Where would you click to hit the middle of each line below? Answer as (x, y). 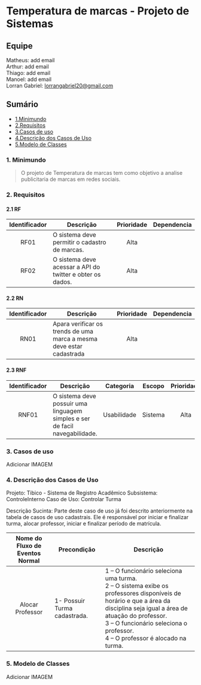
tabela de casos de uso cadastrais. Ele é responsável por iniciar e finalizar (98, 517)
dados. (63, 282)
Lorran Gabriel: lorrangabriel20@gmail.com (60, 86)
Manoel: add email (29, 79)
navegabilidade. (75, 434)
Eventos (29, 553)
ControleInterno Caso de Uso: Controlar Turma (64, 499)
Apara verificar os (78, 324)
